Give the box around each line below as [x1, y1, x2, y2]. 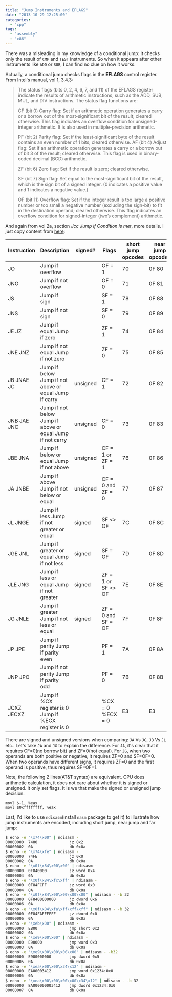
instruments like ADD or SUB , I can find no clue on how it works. [5, 61, 136, 67]
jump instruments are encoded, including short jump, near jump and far [5, 819, 156, 825]
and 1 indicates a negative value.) [17, 186, 89, 193]
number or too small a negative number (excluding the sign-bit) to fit [17, 202, 162, 208]
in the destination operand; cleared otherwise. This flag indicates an [17, 207, 162, 213]
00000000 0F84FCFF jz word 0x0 [5, 882, 95, 887]
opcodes [122, 253, 144, 260]
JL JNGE [8, 519, 29, 526]
